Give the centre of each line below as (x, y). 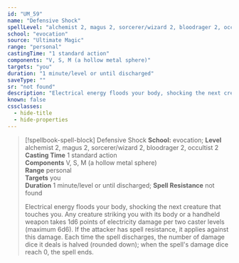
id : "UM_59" (25, 14)
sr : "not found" (31, 87)
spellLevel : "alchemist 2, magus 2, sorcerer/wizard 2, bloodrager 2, (114, 27)
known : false (27, 100)
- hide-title (33, 113)
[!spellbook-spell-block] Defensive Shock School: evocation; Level (123, 140)
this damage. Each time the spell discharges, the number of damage (125, 237)
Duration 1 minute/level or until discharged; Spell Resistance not (119, 185)
